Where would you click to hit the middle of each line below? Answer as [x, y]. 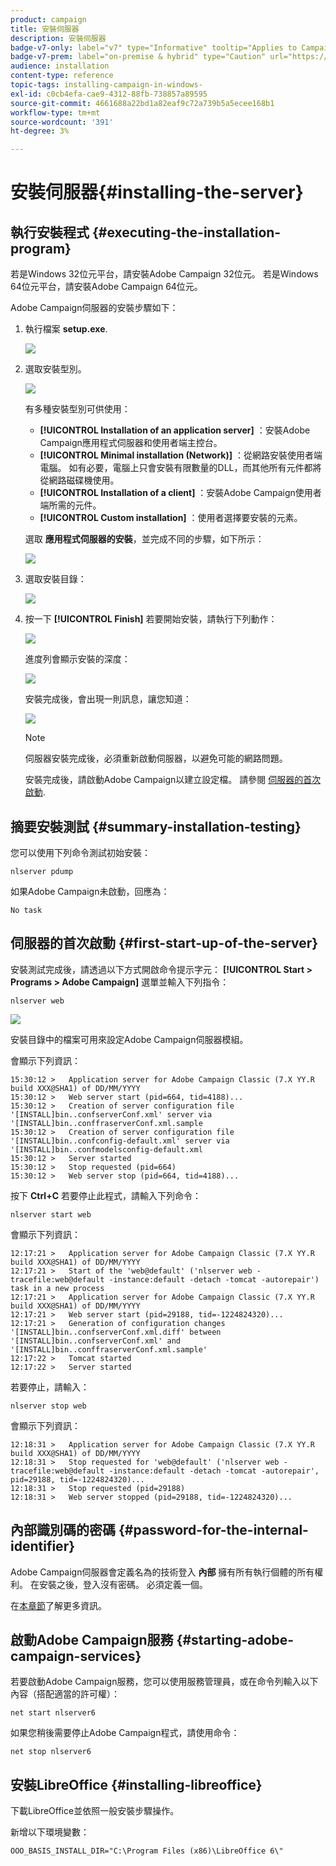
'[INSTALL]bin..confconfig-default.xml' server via [120, 1141]
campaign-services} [76, 1656]
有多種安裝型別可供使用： [77, 409]
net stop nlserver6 [51, 1752]
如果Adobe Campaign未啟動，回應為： [90, 891]
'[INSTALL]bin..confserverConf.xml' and [96, 1341]
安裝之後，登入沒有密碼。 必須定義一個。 [123, 1584]
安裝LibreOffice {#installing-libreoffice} [136, 1784]
